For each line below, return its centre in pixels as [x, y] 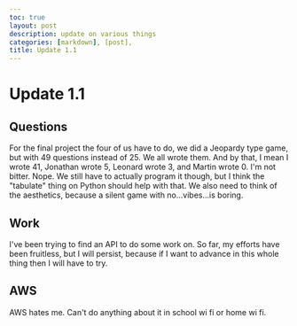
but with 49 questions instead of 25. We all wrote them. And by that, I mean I [149, 158]
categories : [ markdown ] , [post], [71, 42]
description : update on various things [83, 34]
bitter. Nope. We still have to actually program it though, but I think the [137, 176]
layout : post [33, 26]
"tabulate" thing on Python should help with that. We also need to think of [143, 186]
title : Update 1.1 [43, 50]
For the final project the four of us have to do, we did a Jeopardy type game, [148, 148]
